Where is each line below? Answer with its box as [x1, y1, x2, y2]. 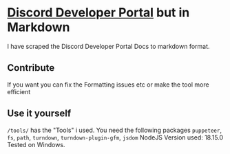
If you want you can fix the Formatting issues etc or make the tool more [7, 80, 209, 89]
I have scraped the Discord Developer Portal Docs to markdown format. [7, 42, 210, 50]
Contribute [7, 62, 55, 74]
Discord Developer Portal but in [7, 5, 190, 21]
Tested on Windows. [7, 140, 65, 148]
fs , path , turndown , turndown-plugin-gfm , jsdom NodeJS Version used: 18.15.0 [7, 133, 224, 142]
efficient [7, 87, 31, 96]
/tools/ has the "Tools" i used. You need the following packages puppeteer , [7, 126, 222, 134]
